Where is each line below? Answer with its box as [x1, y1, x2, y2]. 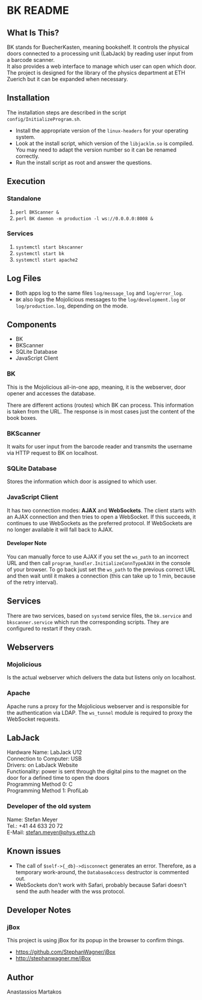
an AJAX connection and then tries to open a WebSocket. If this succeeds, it [7, 513, 196, 520]
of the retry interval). [7, 578, 58, 585]
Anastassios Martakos [7, 988, 62, 996]
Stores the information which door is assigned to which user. [7, 478, 157, 485]
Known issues [7, 846, 61, 856]
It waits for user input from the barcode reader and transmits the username [7, 443, 193, 450]
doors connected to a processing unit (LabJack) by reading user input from [7, 50, 194, 57]
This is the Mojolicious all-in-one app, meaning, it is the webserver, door [7, 383, 186, 390]
